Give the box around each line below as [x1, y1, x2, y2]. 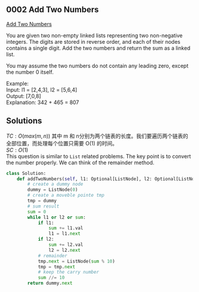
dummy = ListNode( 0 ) [27, 187, 78, 193]
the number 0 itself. [6, 68, 54, 76]
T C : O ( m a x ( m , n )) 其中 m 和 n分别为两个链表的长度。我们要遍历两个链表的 [6, 132, 188, 139]
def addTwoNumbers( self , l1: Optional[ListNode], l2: [17, 176, 152, 182]
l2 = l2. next [48, 247, 81, 253]
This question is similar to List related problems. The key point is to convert [6, 153, 191, 160]
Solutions [6, 116, 43, 126]
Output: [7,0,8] [6, 92, 41, 99]
